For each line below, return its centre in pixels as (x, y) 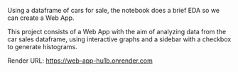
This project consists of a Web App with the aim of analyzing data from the (117, 32)
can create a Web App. (41, 18)
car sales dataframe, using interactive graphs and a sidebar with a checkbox (119, 39)
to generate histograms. (42, 47)
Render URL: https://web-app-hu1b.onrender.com (80, 61)
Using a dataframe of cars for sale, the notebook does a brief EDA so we (114, 10)
